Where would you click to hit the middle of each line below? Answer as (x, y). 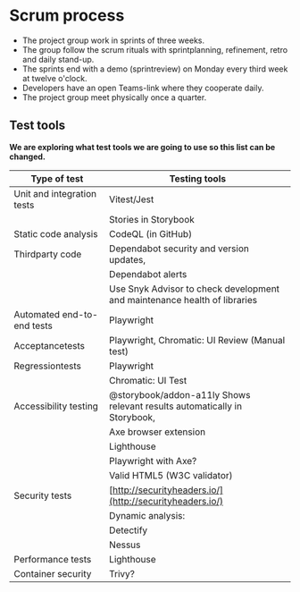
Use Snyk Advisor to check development (194, 289)
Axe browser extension (157, 432)
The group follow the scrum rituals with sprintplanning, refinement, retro (155, 49)
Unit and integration (55, 193)
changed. (28, 156)
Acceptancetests (50, 345)
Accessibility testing (56, 406)
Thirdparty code (48, 254)
